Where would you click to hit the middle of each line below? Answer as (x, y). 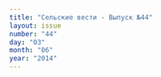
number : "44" (33, 34)
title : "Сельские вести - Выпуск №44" (81, 17)
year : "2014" (33, 58)
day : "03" (28, 42)
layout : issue (36, 26)
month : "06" (31, 50)
